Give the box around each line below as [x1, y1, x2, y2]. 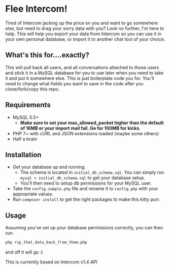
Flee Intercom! [5, 3, 67, 15]
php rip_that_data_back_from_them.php [5, 240, 87, 245]
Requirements [5, 101, 51, 109]
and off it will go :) [5, 249, 43, 255]
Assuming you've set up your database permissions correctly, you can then [5, 225, 163, 231]
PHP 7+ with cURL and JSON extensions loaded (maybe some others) [12, 130, 159, 136]
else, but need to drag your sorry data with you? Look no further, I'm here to [5, 25, 164, 31]
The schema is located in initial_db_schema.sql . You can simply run [20, 169, 164, 175]
